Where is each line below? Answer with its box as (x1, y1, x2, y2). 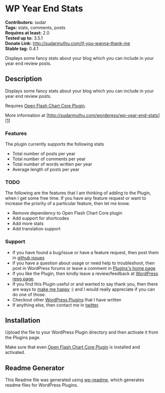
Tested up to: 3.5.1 (5, 35, 43, 41)
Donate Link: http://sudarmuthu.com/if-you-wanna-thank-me (5, 40, 130, 46)
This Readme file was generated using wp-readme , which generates (5, 377, 145, 383)
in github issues (12, 255, 45, 261)
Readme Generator (5, 364, 65, 372)
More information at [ (5, 112, 48, 118)
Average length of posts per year (12, 167, 80, 173)
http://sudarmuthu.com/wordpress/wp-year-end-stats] (47, 112, 160, 118)
